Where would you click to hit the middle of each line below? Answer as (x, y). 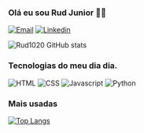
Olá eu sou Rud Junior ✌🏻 (57, 13)
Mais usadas (33, 104)
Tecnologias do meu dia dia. (63, 66)
